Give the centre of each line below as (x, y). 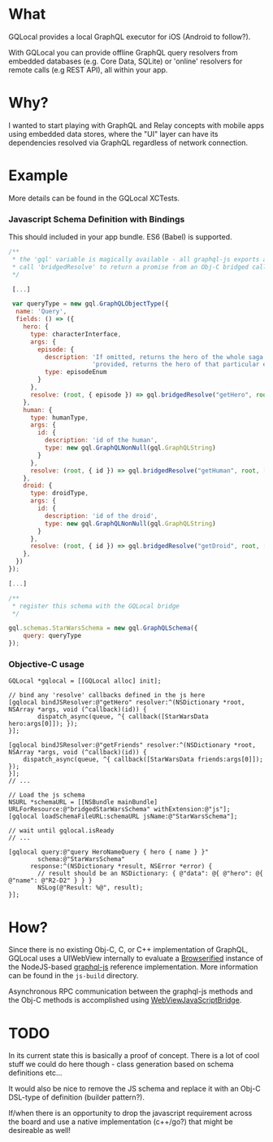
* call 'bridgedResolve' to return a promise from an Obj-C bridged (130, 267)
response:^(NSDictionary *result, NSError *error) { (121, 867)
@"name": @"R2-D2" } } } (50, 881)
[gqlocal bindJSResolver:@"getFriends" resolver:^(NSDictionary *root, (132, 745)
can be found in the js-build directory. (74, 976)
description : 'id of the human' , (101, 441)
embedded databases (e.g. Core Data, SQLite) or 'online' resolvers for (126, 61)
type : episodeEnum (76, 372)
